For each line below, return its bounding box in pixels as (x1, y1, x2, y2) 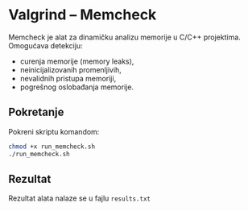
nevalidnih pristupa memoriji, (19, 73, 117, 83)
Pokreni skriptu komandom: (8, 126, 100, 136)
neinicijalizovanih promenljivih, (19, 64, 122, 74)
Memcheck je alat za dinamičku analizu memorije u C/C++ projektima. (8, 32, 242, 42)
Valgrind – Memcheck (8, 6, 157, 24)
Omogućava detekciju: (8, 40, 83, 50)
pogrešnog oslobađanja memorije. (19, 82, 134, 92)
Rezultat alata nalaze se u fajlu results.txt (8, 193, 151, 203)
